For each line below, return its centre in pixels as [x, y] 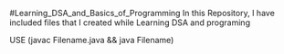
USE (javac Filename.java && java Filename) [92, 40]
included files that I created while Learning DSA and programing [130, 22]
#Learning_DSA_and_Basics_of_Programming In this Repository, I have [142, 13]
